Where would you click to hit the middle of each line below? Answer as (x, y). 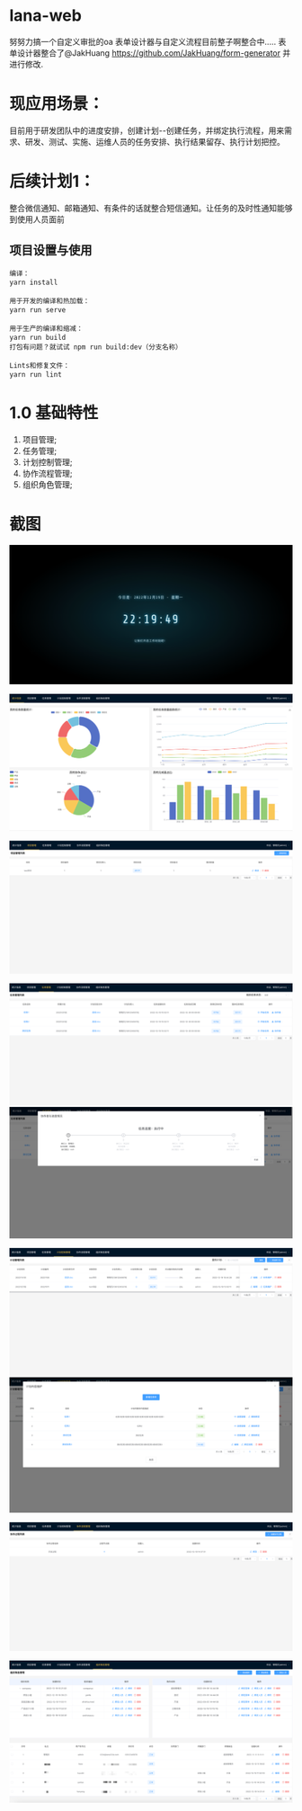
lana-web (46, 16)
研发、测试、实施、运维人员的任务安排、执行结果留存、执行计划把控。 (155, 141)
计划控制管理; (48, 462)
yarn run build (38, 337)
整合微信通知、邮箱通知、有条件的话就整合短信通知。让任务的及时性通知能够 (151, 208)
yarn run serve (38, 310)
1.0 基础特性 (54, 412)
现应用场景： (57, 104)
